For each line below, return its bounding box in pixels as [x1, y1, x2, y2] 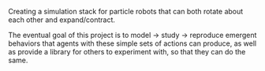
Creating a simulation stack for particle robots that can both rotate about [8, 7, 244, 16]
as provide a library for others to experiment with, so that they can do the [8, 47, 246, 56]
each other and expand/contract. [8, 15, 116, 24]
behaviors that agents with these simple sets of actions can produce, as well [8, 39, 257, 48]
